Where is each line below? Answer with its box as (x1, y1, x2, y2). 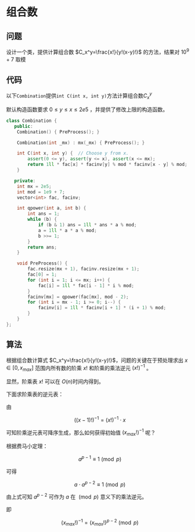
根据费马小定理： (6, 442, 48, 450)
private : (14, 177, 36, 184)
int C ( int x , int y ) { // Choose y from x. (17, 150, 129, 156)
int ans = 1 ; (27, 211, 60, 217)
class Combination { (6, 118, 58, 124)
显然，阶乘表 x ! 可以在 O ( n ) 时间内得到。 (6, 378, 104, 385)
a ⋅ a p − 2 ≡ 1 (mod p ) (74, 479, 126, 488)
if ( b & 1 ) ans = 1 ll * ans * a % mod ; (37, 222, 137, 228)
